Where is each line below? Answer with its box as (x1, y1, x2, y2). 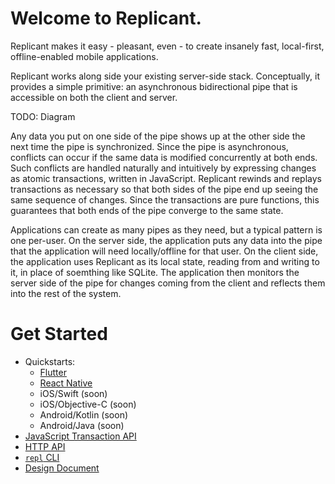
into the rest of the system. (10, 287, 122, 299)
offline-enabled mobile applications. (10, 50, 159, 62)
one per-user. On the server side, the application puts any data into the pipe (10, 234, 323, 246)
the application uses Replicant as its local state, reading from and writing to (10, 255, 320, 267)
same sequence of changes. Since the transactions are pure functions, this (10, 193, 320, 206)
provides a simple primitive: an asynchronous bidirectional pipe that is (10, 80, 298, 92)
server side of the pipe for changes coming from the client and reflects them (10, 277, 326, 289)
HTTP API (24, 440, 66, 452)
